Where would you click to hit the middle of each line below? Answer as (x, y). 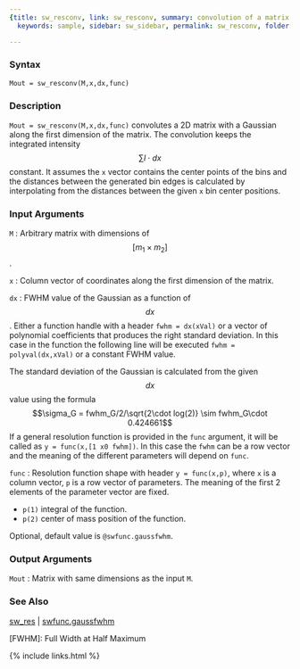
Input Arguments (47, 214)
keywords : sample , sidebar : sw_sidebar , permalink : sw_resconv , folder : (155, 26)
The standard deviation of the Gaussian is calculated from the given (134, 372)
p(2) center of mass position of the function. (104, 519)
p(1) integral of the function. (75, 509)
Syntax (25, 65)
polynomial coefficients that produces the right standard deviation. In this (144, 335)
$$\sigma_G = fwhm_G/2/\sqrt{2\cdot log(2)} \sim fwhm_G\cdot (150, 413)
